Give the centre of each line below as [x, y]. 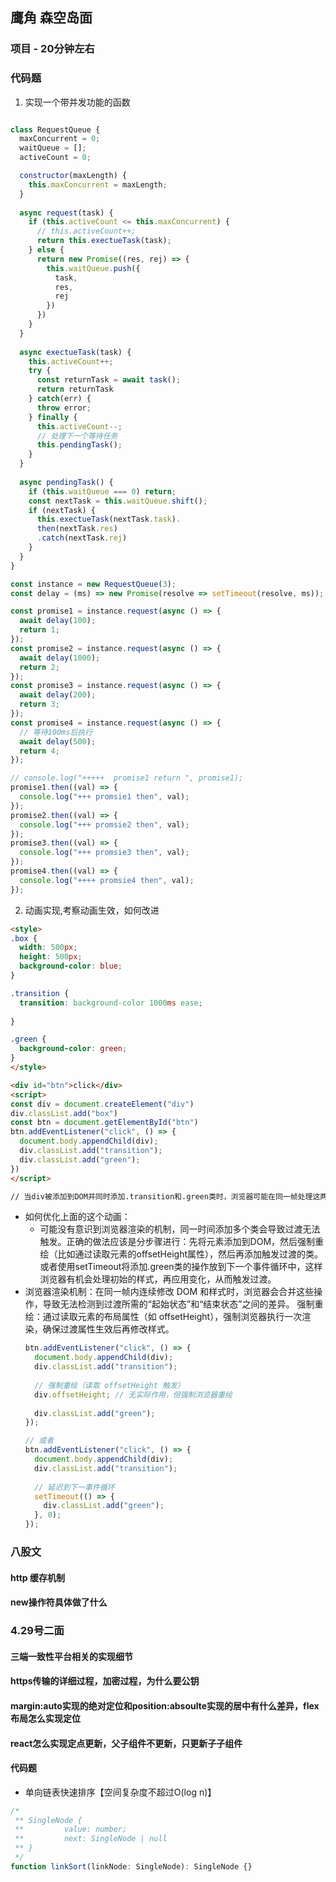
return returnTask [75, 389]
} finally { [53, 417]
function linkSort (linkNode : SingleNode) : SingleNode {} [131, 1866]
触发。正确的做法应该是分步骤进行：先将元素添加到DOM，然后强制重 [182, 1242]
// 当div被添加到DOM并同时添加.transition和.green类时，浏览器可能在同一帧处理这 [165, 1196]
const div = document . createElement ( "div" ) [102, 1104]
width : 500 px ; [48, 948]
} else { [46, 250]
